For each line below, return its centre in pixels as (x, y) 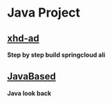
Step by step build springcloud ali (56, 55)
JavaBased (32, 76)
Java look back (29, 93)
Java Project (44, 13)
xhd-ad (23, 38)
